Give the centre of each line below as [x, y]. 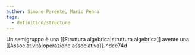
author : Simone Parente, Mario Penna [53, 12]
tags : [13, 17]
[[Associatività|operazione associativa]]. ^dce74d [67, 46]
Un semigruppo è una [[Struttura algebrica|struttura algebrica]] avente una [97, 40]
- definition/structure [41, 22]
